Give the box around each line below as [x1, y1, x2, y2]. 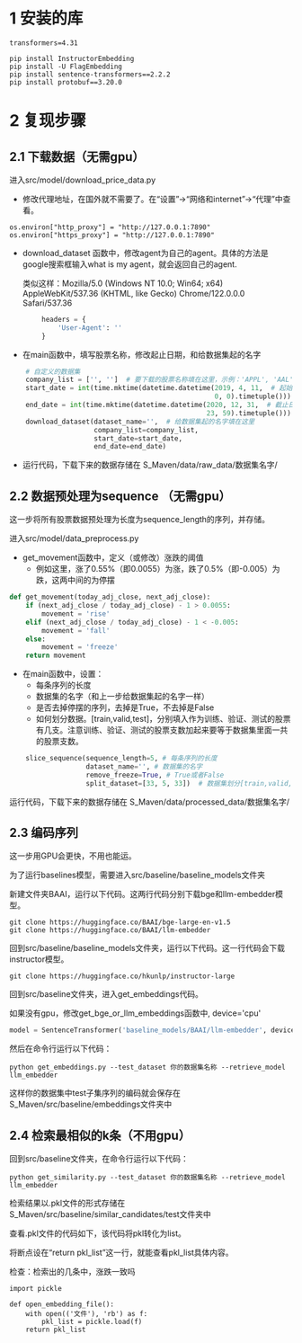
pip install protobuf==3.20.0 [9, 77, 123, 86]
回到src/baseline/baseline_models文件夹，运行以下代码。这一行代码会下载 [9, 943, 286, 954]
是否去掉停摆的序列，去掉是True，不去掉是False [35, 702, 215, 713]
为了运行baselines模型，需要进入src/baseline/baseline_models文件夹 [9, 869, 265, 881]
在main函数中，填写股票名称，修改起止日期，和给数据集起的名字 [22, 349, 262, 360]
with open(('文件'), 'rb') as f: [25, 1310, 148, 1319]
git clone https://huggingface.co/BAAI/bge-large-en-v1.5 [9, 918, 231, 927]
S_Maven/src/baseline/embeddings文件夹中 [9, 1098, 173, 1110]
